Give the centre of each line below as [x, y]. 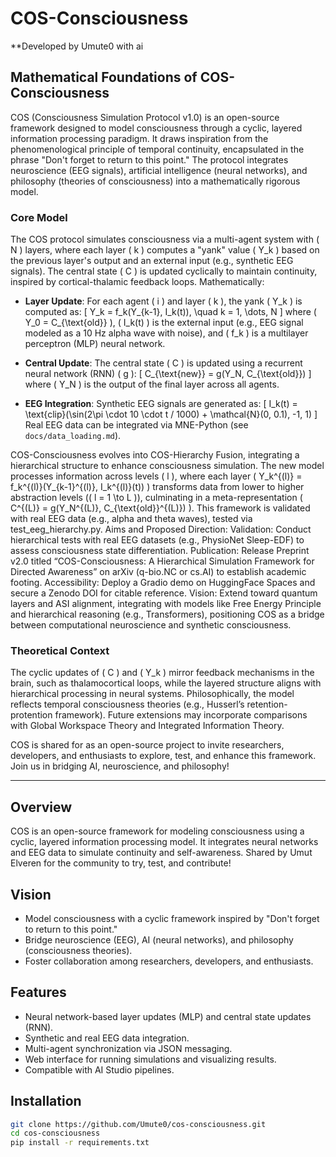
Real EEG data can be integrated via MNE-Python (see [136, 425]
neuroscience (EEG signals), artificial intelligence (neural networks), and [159, 170]
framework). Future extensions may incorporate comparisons [181, 715]
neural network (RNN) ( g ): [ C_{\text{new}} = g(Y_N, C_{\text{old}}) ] [168, 374]
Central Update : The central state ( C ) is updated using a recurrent [163, 363]
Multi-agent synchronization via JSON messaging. [128, 1048]
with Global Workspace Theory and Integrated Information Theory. [147, 726]
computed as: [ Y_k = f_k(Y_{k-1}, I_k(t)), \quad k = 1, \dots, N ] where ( [170, 312]
